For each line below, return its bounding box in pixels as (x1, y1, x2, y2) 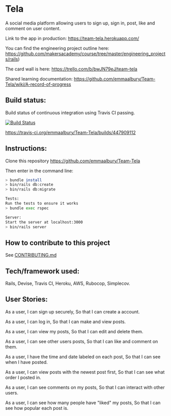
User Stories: (5, 295, 48, 304)
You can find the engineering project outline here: (5, 45, 109, 51)
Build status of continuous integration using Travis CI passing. (5, 109, 135, 115)
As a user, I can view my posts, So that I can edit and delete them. (5, 328, 144, 334)
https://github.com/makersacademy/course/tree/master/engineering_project (5, 51, 166, 57)
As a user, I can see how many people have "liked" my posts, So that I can (5, 399, 161, 406)
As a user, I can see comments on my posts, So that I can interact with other (5, 384, 165, 390)
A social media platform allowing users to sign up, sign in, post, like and (5, 20, 155, 26)
